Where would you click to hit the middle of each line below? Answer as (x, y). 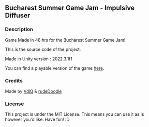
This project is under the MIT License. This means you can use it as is (74, 114)
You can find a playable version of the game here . (55, 68)
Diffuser (18, 16)
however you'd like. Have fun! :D (37, 119)
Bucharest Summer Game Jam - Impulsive (70, 8)
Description (19, 30)
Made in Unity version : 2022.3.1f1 (39, 59)
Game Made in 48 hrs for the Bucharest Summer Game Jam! (65, 40)
